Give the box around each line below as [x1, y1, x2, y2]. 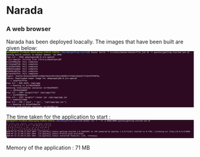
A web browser [6, 25, 51, 33]
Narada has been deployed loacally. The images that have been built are [6, 38, 183, 45]
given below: [6, 45, 37, 52]
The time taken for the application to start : [6, 114, 111, 121]
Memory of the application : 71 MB [6, 144, 90, 152]
